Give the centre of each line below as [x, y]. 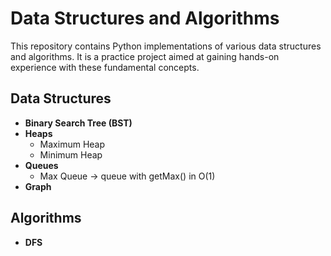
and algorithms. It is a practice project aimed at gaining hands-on [145, 56]
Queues [41, 165]
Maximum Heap [72, 144]
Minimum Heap [71, 154]
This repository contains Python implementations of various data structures [166, 46]
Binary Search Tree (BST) [78, 123]
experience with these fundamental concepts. [105, 67]
